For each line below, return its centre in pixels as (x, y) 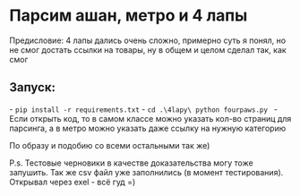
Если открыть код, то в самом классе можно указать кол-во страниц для (150, 118)
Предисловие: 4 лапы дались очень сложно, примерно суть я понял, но (148, 40)
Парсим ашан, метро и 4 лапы (129, 16)
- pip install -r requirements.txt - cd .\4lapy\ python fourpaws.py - (143, 109)
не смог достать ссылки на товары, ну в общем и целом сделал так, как (148, 49)
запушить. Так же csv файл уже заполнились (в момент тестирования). (146, 172)
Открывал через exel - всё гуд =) (73, 182)
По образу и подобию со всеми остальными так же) (110, 145)
